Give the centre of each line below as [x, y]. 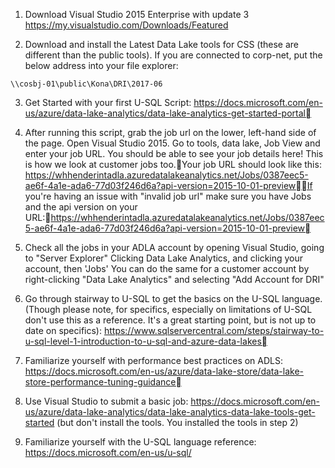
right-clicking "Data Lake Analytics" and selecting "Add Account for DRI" [174, 279]
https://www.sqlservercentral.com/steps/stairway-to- [214, 330]
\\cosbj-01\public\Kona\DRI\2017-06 [86, 84]
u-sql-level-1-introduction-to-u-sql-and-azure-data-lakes [143, 341]
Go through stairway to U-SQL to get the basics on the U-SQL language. [173, 298]
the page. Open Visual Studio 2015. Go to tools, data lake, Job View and [172, 143]
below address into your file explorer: [101, 65]
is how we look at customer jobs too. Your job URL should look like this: [173, 164]
